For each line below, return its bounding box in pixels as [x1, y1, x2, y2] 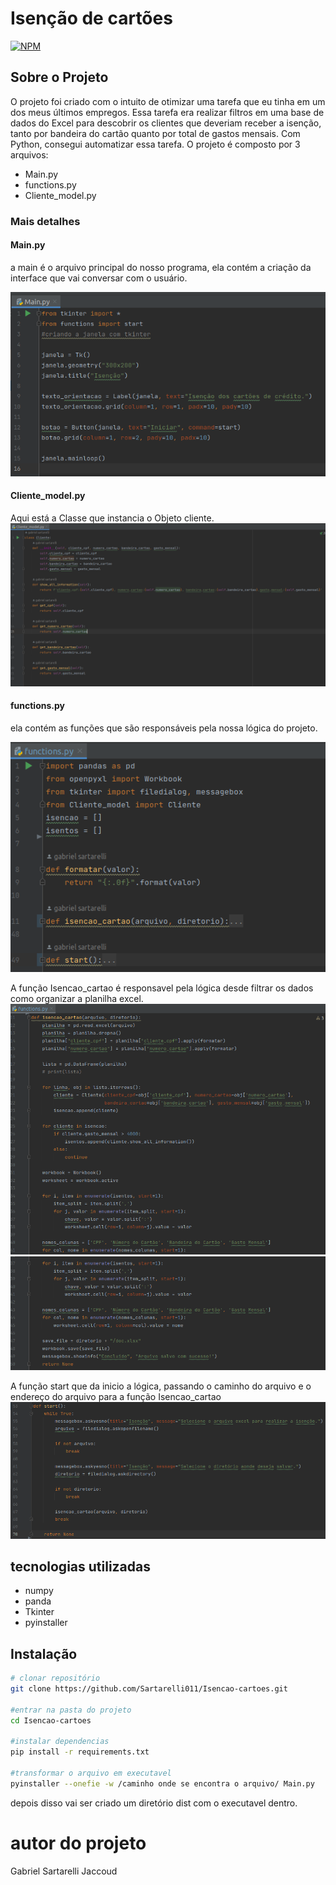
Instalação [10, 1645, 78, 1662]
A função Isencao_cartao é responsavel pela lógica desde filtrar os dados [10, 982, 314, 994]
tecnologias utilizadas [10, 1558, 152, 1575]
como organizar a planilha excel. [10, 992, 144, 1004]
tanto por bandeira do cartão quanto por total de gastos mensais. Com [10, 127, 301, 139]
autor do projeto [10, 1832, 147, 1855]
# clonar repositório [10, 1673, 101, 1684]
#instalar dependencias [10, 1737, 110, 1747]
